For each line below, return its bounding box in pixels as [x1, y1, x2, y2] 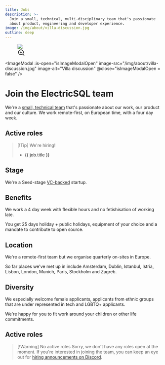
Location [5, 241, 33, 249]
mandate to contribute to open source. [5, 226, 83, 232]
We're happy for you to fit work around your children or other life [5, 311, 137, 317]
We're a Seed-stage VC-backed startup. [5, 179, 87, 185]
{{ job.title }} [24, 151, 50, 158]
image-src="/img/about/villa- [98, 60, 159, 66]
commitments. [5, 316, 35, 322]
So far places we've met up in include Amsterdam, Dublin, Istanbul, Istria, [5, 263, 154, 269]
